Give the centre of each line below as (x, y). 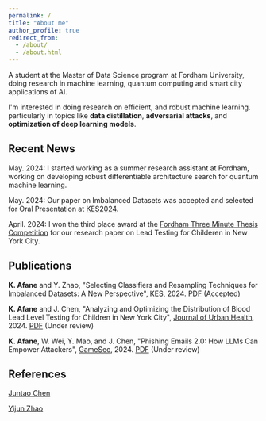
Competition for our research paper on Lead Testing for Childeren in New (128, 232)
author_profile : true (44, 30)
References (37, 375)
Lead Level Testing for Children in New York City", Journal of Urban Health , (131, 317)
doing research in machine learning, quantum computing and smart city (125, 83)
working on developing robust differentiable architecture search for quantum (133, 176)
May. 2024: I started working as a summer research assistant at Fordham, (129, 168)
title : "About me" (39, 23)
